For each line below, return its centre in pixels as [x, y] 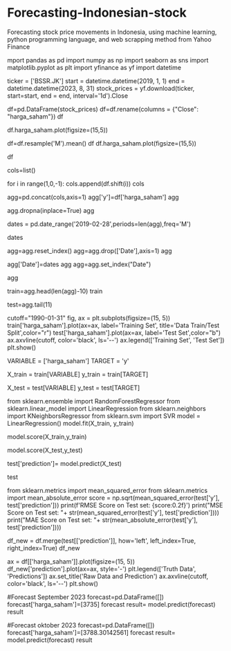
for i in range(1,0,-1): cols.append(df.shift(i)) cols [76, 183]
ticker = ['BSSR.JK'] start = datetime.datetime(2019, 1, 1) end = [96, 80]
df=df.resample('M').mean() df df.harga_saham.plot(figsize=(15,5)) [102, 143]
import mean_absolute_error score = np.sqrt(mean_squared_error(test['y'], [113, 498]
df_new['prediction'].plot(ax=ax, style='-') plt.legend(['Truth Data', [102, 568]
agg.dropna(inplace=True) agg [51, 210]
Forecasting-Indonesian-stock [97, 13]
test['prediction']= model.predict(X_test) [65, 463]
